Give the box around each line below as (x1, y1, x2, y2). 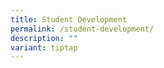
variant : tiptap (10, 42, 78, 53)
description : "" (10, 33, 78, 43)
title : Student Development (10, 14, 128, 25)
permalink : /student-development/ (10, 24, 155, 34)
